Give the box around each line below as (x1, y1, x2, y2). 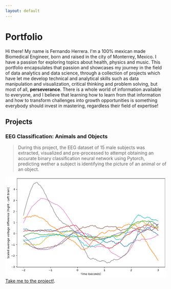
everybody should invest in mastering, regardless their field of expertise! (5, 103, 159, 109)
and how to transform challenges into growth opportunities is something (5, 97, 158, 103)
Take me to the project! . (5, 278, 55, 284)
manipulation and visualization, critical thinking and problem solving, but (5, 81, 158, 87)
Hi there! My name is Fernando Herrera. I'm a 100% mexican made (5, 48, 146, 54)
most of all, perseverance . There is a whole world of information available (5, 86, 162, 92)
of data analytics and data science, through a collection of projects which (5, 70, 160, 76)
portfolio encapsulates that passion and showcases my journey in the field (5, 64, 162, 70)
